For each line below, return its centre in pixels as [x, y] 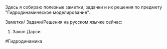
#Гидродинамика [24, 41]
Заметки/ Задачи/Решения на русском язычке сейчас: [64, 22]
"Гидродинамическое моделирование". [48, 12]
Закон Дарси [27, 31]
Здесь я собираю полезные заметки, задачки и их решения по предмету [84, 7]
